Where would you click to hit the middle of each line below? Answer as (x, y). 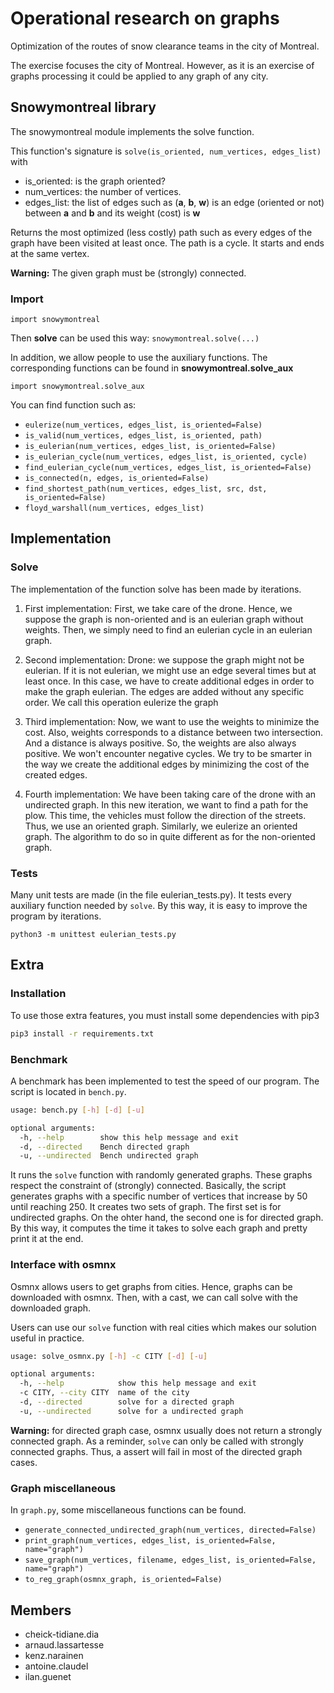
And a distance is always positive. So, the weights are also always (160, 743)
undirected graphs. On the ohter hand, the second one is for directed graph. (167, 1218)
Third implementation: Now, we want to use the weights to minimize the (172, 721)
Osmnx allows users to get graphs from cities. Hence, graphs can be (151, 1286)
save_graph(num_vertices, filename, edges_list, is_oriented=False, (170, 1560)
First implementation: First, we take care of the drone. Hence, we (158, 608)
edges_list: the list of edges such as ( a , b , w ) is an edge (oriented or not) (174, 202)
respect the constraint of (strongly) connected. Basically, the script (148, 1186)
